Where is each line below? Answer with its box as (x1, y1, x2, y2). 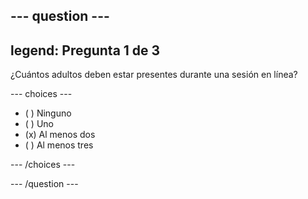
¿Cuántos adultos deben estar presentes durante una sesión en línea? (10, 69, 298, 81)
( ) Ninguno (24, 107, 72, 119)
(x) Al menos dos (24, 129, 96, 141)
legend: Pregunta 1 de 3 (10, 42, 161, 59)
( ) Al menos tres (24, 139, 94, 151)
